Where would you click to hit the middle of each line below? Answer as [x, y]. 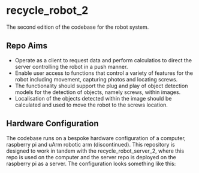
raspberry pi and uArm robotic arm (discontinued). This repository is [91, 144]
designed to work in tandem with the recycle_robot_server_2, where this [95, 151]
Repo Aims [27, 46]
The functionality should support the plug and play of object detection [101, 86]
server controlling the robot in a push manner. [71, 66]
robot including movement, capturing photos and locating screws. [96, 79]
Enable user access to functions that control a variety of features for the [104, 73]
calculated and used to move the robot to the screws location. [91, 105]
